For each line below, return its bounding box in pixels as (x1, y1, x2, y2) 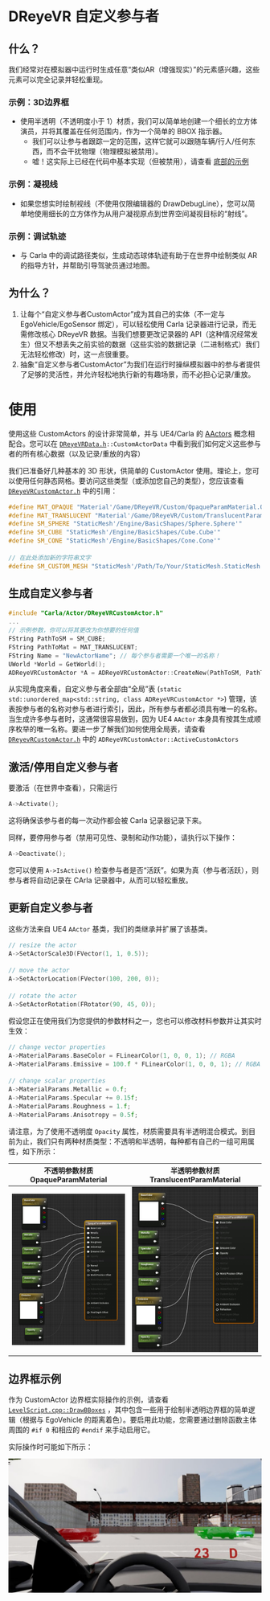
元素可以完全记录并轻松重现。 (8, 75, 107, 84)
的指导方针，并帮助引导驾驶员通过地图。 (19, 260, 154, 270)
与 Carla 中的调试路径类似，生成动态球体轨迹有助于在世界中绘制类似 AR (19, 250, 258, 260)
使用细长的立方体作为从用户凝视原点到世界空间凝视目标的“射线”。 (34, 208, 252, 218)
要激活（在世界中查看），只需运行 (8, 783, 118, 792)
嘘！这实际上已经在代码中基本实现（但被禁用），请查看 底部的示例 (31, 157, 249, 166)
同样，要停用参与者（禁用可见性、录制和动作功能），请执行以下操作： (8, 833, 237, 842)
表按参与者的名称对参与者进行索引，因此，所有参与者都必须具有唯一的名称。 (8, 704, 262, 714)
